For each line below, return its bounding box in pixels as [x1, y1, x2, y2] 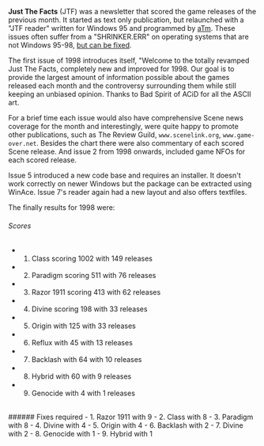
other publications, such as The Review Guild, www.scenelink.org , [8, 130, 221, 139]
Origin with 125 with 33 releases [31, 321, 136, 331]
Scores [8, 221, 32, 231]
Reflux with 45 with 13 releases [31, 338, 133, 348]
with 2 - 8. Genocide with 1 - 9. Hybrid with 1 [8, 429, 153, 439]
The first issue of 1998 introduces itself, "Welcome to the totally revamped [8, 55, 250, 65]
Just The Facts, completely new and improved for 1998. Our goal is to [8, 64, 235, 74]
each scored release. [8, 155, 77, 165]
